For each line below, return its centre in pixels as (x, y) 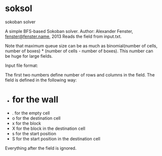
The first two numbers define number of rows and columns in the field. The (80, 75)
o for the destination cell (36, 118)
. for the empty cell (31, 113)
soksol (19, 8)
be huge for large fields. (29, 56)
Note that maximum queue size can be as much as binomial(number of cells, (81, 46)
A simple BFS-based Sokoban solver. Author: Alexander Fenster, (69, 31)
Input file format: (22, 65)
